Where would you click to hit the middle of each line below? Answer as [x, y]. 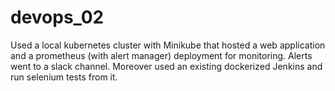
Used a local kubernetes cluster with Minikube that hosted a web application [168, 45]
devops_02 [57, 17]
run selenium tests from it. [64, 77]
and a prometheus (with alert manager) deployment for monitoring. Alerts [161, 55]
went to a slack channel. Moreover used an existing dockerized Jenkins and [166, 66]
